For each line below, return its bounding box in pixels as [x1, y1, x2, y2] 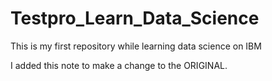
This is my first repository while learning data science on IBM [10, 40, 262, 52]
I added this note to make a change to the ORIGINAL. [10, 59, 228, 71]
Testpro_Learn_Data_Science [10, 7, 260, 30]
